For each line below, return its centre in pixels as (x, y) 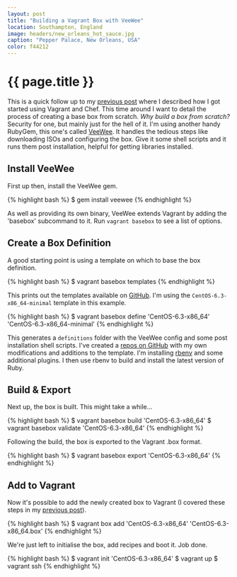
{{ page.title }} (51, 82)
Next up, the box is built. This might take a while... (80, 407)
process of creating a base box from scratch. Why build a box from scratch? (118, 116)
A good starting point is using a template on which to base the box (104, 260)
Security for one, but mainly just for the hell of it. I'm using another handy (114, 124)
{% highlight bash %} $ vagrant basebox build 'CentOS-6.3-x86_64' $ (109, 421)
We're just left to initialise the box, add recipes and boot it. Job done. (108, 545)
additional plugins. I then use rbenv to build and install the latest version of (116, 360)
